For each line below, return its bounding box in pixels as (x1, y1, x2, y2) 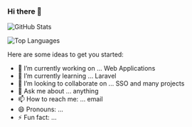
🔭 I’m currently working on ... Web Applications (17, 64, 156, 73)
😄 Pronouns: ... (17, 105, 64, 113)
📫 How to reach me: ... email (17, 95, 103, 103)
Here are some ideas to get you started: (7, 50, 124, 59)
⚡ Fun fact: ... (17, 113, 57, 122)
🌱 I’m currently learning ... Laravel (17, 71, 117, 81)
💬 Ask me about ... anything (17, 87, 99, 96)
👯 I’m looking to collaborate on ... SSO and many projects (17, 79, 185, 88)
